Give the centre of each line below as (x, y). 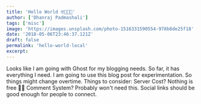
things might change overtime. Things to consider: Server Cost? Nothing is (100, 81)
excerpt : (17, 51)
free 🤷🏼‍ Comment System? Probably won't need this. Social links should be (101, 88)
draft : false (23, 40)
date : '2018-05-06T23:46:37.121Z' (50, 34)
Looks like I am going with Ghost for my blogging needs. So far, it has (93, 68)
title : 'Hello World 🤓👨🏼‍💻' (41, 12)
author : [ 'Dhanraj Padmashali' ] (47, 18)
